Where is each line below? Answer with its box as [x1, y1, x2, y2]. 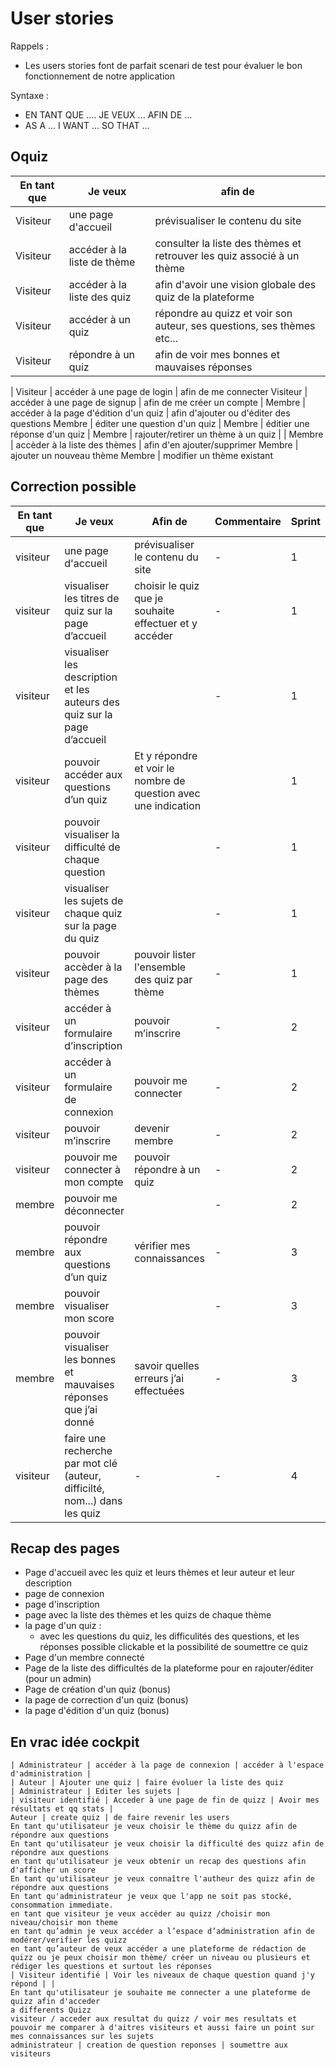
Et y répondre [134, 748, 198, 762]
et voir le [134, 761, 175, 775]
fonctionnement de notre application [24, 70, 175, 82]
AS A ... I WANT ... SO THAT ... [24, 119, 150, 131]
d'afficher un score [10, 1865, 97, 1876]
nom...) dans [64, 1493, 123, 1507]
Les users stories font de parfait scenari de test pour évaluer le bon [24, 59, 303, 71]
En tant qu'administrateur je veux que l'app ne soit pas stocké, [10, 1892, 293, 1902]
